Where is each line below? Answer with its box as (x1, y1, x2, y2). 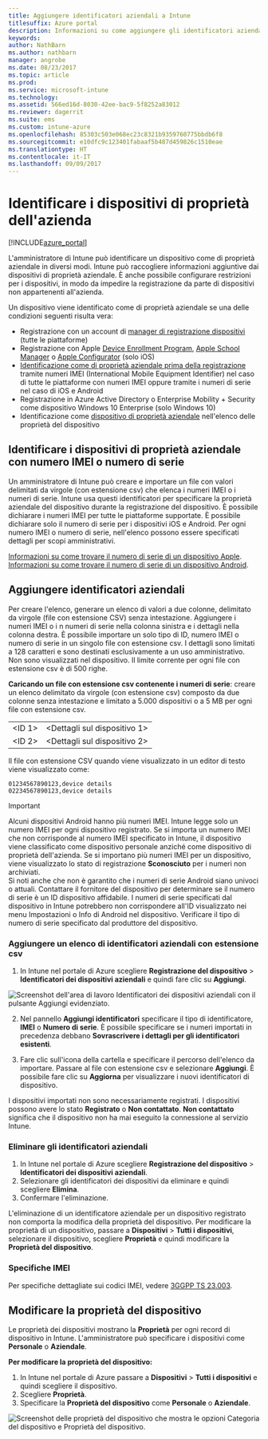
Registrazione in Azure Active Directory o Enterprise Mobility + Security (19, 394, 255, 404)
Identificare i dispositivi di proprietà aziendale (8, 443, 242, 457)
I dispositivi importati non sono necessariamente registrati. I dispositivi (8, 1095, 240, 1105)
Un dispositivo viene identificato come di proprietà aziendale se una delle (8, 302, 250, 312)
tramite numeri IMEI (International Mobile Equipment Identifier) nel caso (19, 369, 255, 379)
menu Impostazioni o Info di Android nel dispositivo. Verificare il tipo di (8, 909, 241, 919)
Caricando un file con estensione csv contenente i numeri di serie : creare (8, 679, 256, 689)
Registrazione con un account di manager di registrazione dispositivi (19, 326, 246, 336)
